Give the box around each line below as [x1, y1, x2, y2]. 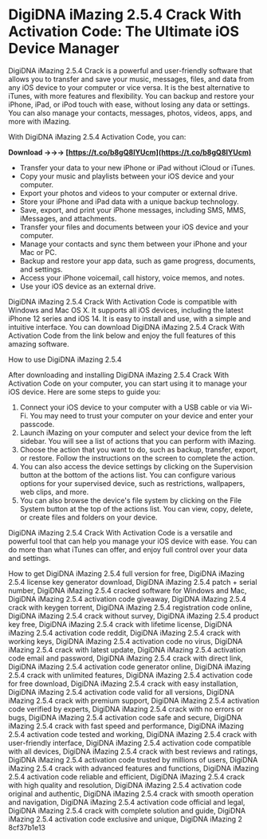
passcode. [19, 419, 55, 429]
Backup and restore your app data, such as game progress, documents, [19, 256, 257, 265]
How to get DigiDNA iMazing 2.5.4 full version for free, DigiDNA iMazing [8, 568, 245, 578]
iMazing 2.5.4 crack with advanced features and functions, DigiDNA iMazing [8, 763, 259, 773]
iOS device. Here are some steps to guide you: [8, 386, 161, 396]
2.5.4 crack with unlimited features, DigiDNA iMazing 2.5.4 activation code [8, 670, 253, 680]
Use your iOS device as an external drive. [19, 281, 156, 291]
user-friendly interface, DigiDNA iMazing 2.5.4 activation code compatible [8, 738, 252, 747]
